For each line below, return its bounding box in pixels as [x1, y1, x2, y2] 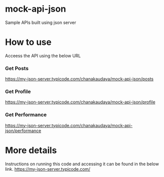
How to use [5, 37, 52, 48]
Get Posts [5, 65, 29, 72]
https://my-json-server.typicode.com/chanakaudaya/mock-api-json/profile [5, 99, 156, 105]
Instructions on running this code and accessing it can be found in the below [5, 161, 159, 167]
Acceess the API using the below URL [5, 53, 81, 59]
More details [5, 145, 57, 156]
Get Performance [5, 111, 47, 118]
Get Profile [5, 88, 31, 95]
